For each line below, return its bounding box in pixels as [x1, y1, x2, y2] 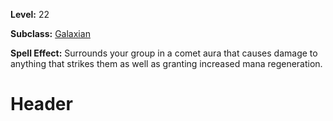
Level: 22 [10, 9, 50, 20]
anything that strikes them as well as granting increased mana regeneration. [10, 58, 323, 69]
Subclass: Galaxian [10, 28, 91, 39]
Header [10, 93, 73, 116]
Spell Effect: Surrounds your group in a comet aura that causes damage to [10, 47, 318, 59]
